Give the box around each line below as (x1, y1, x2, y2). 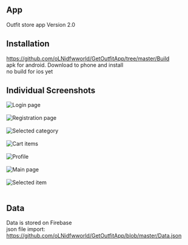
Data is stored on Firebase (6, 219, 72, 227)
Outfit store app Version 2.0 (6, 21, 76, 28)
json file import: (6, 226, 45, 233)
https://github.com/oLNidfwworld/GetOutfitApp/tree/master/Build (6, 55, 170, 62)
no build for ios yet (6, 67, 53, 75)
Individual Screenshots (6, 85, 96, 96)
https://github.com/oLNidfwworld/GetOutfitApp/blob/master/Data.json (6, 232, 182, 240)
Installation (6, 39, 50, 49)
